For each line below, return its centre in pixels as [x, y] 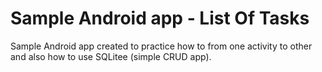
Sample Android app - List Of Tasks [160, 18]
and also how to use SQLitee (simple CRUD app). [111, 56]
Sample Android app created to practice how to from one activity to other [161, 46]
